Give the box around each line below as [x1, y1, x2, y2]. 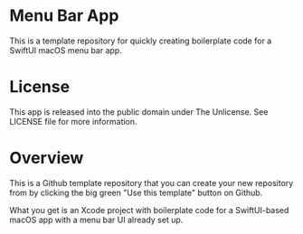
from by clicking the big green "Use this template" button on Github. [9, 187, 263, 198]
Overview [9, 148, 84, 168]
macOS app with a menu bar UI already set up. [9, 214, 184, 225]
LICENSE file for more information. [9, 116, 137, 126]
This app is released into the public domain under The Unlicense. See [9, 106, 269, 117]
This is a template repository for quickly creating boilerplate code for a [9, 35, 272, 46]
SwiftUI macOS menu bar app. [9, 44, 122, 55]
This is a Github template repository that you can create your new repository [9, 177, 294, 188]
